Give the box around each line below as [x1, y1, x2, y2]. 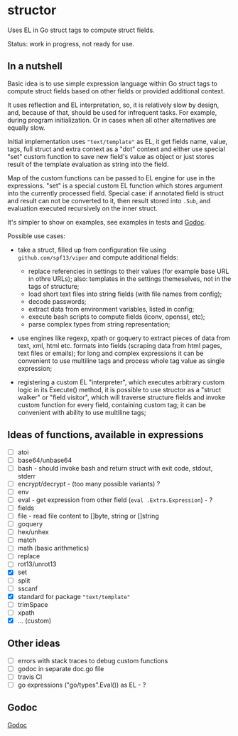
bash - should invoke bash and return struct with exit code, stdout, [17, 464, 213, 472]
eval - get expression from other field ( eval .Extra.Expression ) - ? [17, 495, 213, 504]
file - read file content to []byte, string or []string [17, 512, 159, 520]
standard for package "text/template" [17, 592, 131, 600]
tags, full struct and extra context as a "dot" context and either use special [7, 145, 225, 153]
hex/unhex [17, 528, 49, 536]
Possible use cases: [7, 231, 66, 240]
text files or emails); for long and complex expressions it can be [17, 349, 204, 357]
